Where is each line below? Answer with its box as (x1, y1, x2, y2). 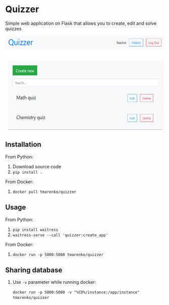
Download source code (12, 163, 62, 170)
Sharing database (5, 266, 62, 274)
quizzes (5, 25, 22, 31)
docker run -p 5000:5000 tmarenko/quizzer (12, 252, 104, 257)
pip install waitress (12, 227, 58, 232)
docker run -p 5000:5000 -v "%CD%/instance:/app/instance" (12, 290, 140, 295)
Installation (5, 140, 41, 149)
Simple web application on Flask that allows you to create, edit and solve (5, 20, 157, 26)
